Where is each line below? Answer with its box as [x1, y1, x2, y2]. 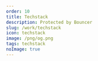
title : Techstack [6, 14, 48, 20]
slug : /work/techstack [6, 24, 61, 31]
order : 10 [6, 8, 30, 15]
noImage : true [6, 46, 41, 52]
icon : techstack [6, 30, 45, 36]
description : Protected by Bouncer [6, 19, 93, 25]
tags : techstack [6, 41, 45, 47]
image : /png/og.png [6, 35, 54, 41]
